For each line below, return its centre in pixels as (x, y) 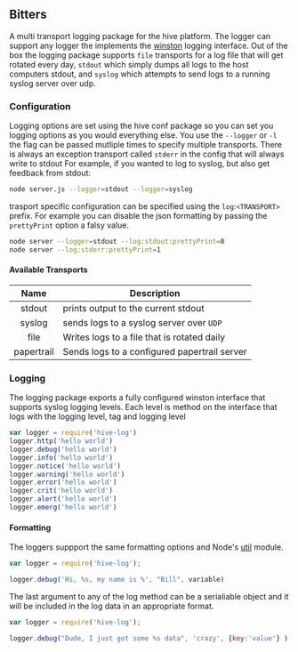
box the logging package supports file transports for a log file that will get (146, 55)
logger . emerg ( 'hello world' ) (63, 507)
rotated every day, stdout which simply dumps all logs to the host (129, 64)
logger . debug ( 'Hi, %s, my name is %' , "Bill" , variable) (117, 580)
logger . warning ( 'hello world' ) (67, 474)
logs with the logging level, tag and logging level (98, 416)
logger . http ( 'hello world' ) (61, 441)
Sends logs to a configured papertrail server (155, 351)
